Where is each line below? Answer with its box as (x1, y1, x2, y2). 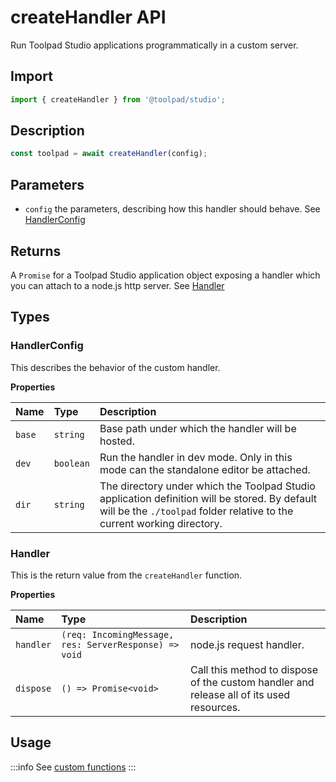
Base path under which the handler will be (99, 421, 297, 435)
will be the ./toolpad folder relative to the (99, 504, 294, 518)
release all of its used (190, 687, 291, 701)
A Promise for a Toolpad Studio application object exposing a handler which (10, 269, 321, 281)
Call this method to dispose (190, 662, 319, 676)
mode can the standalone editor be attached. (99, 462, 311, 476)
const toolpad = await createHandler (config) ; (10, 149, 208, 159)
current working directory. (99, 516, 223, 530)
